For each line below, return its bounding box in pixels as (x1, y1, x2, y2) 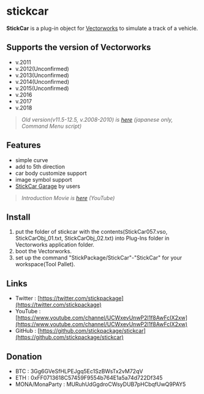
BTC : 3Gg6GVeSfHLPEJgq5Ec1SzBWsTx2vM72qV (15, 368, 143, 374)
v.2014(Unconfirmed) (15, 78, 69, 85)
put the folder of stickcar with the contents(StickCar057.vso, (15, 228, 168, 236)
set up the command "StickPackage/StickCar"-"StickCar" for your (15, 254, 183, 261)
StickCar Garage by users (15, 182, 81, 190)
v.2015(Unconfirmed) (15, 84, 69, 92)
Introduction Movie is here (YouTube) (21, 194, 115, 201)
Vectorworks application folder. (15, 241, 95, 248)
